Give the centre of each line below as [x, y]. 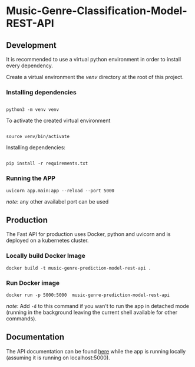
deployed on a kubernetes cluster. [48, 241]
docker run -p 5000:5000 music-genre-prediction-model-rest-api [88, 295]
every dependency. [29, 65]
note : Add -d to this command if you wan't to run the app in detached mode [98, 306]
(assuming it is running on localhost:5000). [58, 358]
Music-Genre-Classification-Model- [97, 11]
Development [32, 45]
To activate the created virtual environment [58, 121]
